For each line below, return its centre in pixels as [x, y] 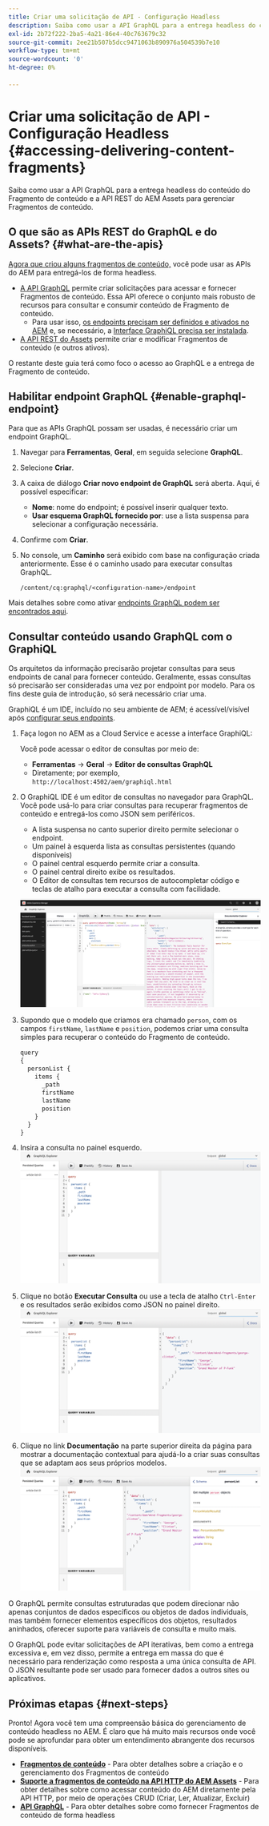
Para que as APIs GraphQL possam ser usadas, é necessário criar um [123, 428]
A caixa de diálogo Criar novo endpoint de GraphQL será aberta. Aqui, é [140, 484]
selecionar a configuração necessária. [95, 524]
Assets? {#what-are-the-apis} [86, 245]
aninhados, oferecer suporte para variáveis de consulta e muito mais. [122, 1629]
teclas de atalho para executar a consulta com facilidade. [126, 889]
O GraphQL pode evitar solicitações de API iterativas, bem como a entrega [131, 1644]
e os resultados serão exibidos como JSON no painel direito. [120, 1304]
